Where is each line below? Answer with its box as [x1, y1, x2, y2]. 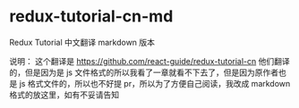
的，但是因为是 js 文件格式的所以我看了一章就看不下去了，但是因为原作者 [9, 67, 279, 78]
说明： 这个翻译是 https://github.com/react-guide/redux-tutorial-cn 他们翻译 [9, 55, 291, 66]
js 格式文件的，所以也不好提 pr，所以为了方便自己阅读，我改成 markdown [19, 78, 291, 88]
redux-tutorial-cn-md [9, 6, 174, 27]
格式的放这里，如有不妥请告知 [9, 89, 119, 100]
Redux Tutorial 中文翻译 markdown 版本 [9, 37, 155, 47]
